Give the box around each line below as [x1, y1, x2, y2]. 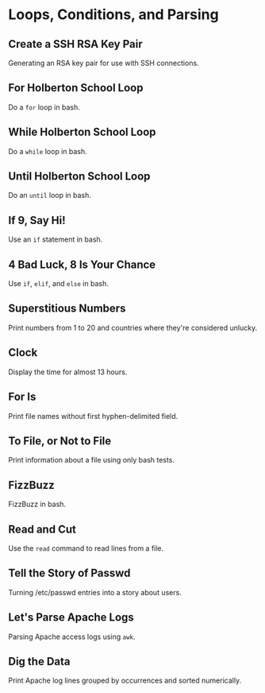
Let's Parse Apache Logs [8, 610, 135, 625]
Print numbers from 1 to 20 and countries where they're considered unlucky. [8, 323, 258, 332]
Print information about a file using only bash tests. [8, 455, 175, 465]
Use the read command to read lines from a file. [8, 543, 164, 553]
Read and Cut [8, 522, 77, 536]
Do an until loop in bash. [8, 191, 91, 200]
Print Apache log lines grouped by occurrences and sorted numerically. [8, 676, 242, 685]
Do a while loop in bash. [8, 146, 87, 156]
